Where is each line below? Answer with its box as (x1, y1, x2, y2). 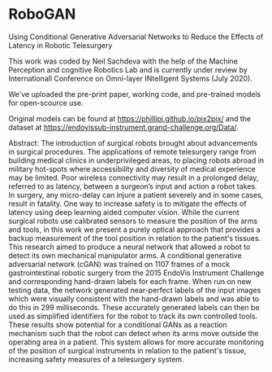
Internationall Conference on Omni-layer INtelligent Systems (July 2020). (8, 73, 253, 83)
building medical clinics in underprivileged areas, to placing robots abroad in (8, 155, 265, 165)
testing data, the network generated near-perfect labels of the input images (8, 285, 261, 295)
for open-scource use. (8, 98, 84, 107)
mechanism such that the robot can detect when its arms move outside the (8, 328, 259, 338)
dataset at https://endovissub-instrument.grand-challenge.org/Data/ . (8, 122, 240, 132)
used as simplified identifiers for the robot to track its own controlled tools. (8, 311, 258, 321)
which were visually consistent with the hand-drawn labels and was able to (8, 294, 260, 304)
